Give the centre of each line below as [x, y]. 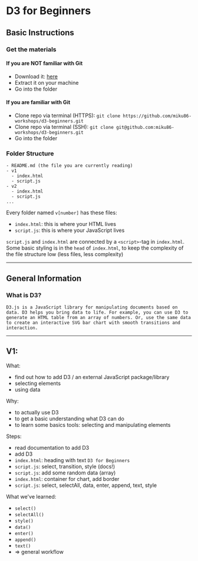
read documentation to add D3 [52, 447]
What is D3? [24, 295]
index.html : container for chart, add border [67, 479]
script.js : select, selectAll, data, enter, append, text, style [86, 485]
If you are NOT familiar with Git [44, 64]
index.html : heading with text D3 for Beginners [72, 460]
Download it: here [36, 76]
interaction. [22, 328]
